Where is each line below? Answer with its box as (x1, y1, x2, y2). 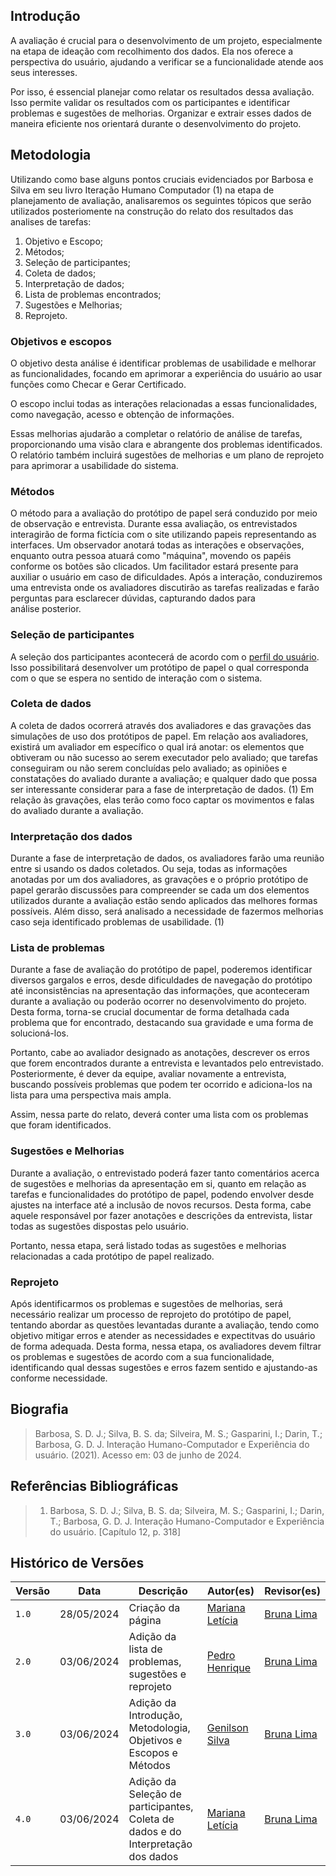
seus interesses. (10, 66, 78, 78)
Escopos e (128, 1746, 178, 1760)
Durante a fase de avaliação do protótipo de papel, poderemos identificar (10, 964, 313, 976)
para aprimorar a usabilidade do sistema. (10, 459, 179, 471)
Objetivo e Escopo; (24, 235, 104, 247)
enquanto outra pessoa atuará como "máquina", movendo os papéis (10, 550, 292, 562)
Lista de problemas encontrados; (24, 288, 162, 300)
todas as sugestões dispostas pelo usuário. (10, 1220, 189, 1232)
